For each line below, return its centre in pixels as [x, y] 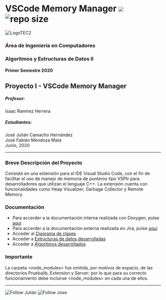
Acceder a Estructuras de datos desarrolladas [59, 239]
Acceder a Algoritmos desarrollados [49, 244]
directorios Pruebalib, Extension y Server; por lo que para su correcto [76, 273]
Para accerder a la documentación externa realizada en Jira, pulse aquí [85, 228]
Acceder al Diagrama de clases [44, 234]
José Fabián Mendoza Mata [33, 140]
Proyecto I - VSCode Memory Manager [66, 86]
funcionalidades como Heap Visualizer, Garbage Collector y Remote [74, 189]
